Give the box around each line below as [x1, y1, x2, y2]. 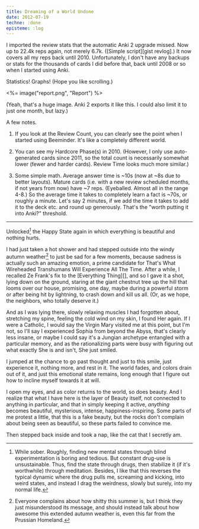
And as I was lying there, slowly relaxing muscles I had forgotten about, [6, 309, 181, 316]
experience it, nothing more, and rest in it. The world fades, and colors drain [6, 364, 192, 371]
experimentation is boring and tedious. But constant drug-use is [14, 454, 171, 461]
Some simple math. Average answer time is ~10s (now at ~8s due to [14, 172, 181, 179]
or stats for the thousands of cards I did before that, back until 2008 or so [6, 60, 186, 68]
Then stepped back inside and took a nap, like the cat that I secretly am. [6, 431, 182, 438]
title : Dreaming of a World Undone [6, 8, 94, 15]
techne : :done [6, 20, 41, 25]
